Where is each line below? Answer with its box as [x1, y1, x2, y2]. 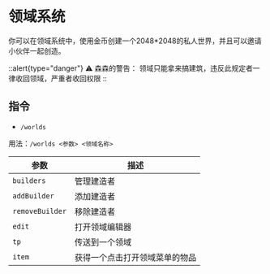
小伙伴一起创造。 [8, 46, 66, 55]
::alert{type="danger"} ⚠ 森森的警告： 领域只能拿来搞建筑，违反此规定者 [8, 63, 253, 73]
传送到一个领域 [74, 237, 132, 248]
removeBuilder [12, 207, 67, 215]
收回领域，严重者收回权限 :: [15, 73, 108, 83]
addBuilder [12, 191, 54, 200]
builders [12, 176, 46, 185]
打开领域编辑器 [74, 221, 132, 233]
